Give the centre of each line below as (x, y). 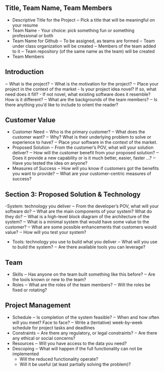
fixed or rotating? (29, 290)
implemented (26, 354)
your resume (25, 25)
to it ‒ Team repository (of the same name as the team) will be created (83, 51)
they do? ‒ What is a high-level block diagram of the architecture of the (77, 217)
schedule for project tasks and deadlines (53, 328)
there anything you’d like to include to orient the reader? (62, 105)
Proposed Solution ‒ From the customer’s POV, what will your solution (83, 147)
